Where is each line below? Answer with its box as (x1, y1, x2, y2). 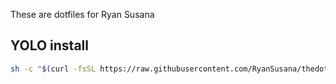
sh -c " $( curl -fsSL (10, 64, 97, 74)
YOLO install (10, 37, 89, 54)
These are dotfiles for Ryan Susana (10, 9, 155, 20)
